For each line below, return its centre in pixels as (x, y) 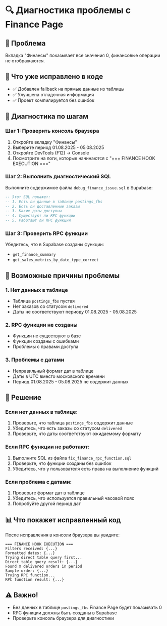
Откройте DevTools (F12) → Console (51, 152)
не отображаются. (25, 61)
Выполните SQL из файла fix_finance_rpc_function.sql (72, 458)
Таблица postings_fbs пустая (44, 301)
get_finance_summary (34, 255)
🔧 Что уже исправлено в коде (54, 77)
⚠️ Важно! (22, 595)
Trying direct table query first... (44, 557)
